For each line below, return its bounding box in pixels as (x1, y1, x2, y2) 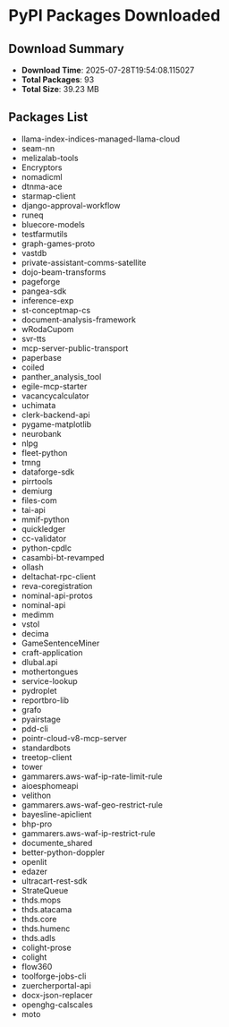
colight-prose (21, 942, 72, 953)
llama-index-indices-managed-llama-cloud (21, 133, 181, 144)
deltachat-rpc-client (21, 570, 96, 582)
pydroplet (21, 685, 57, 696)
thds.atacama (21, 903, 72, 914)
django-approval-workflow (21, 200, 121, 210)
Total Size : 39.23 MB (21, 84, 100, 94)
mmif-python (21, 514, 70, 525)
